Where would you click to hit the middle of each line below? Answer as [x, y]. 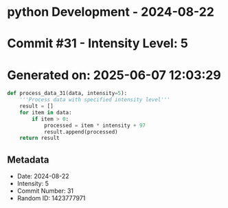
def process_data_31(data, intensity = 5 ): [67, 94]
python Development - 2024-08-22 [111, 12]
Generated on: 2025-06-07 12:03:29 [114, 75]
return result [39, 138]
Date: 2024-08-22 [43, 176]
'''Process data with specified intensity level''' [95, 100]
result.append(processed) [81, 132]
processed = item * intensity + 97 [95, 125]
